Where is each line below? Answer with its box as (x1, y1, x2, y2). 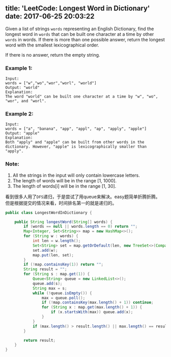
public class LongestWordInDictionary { (5, 210, 93, 215)
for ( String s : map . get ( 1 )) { (23, 272, 90, 277)
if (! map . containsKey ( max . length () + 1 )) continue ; (41, 300, 154, 305)
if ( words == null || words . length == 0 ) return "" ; (23, 224, 138, 229)
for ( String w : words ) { (23, 233, 79, 239)
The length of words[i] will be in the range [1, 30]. (12, 183, 117, 189)
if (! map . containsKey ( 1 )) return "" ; (23, 262, 103, 267)
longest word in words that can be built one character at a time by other (5, 31, 154, 37)
